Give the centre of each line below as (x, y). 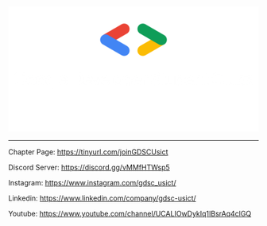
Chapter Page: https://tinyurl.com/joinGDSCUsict (88, 152)
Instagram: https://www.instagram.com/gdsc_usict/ (92, 183)
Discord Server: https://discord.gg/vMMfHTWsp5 (89, 167)
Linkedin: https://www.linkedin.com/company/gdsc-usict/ (102, 198)
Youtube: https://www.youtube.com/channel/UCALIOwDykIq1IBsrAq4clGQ (130, 214)
